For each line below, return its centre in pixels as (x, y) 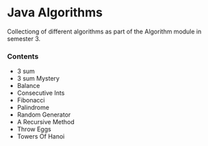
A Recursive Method (46, 122)
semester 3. (24, 38)
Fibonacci (31, 100)
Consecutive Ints (41, 93)
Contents (23, 56)
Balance (28, 86)
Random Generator (44, 115)
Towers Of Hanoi (41, 136)
